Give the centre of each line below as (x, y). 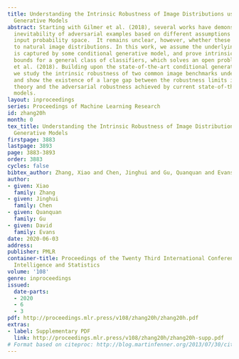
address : (20, 245)
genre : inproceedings (39, 278)
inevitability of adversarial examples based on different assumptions (122, 34)
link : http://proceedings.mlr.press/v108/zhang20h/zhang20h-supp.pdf (119, 338)
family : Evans (34, 232)
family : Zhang (34, 193)
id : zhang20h (27, 113)
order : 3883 (25, 160)
